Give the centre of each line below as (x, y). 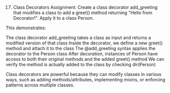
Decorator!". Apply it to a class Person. (53, 18)
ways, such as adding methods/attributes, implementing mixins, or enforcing (86, 80)
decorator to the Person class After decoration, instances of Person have (82, 54)
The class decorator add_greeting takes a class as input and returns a (78, 38)
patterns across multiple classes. (40, 85)
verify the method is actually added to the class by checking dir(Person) (81, 64)
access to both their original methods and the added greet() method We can (85, 59)
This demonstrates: (26, 28)
